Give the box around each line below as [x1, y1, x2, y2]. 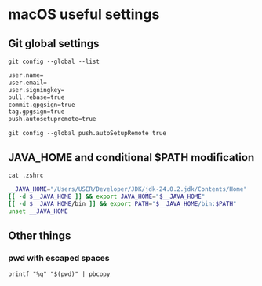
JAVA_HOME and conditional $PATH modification [8, 151, 255, 164]
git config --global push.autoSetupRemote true [8, 130, 167, 137]
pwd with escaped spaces [8, 252, 110, 263]
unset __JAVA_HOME [8, 207, 68, 215]
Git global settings [8, 37, 100, 50]
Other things [8, 229, 71, 242]
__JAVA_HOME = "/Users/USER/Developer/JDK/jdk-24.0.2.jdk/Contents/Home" [8, 185, 247, 193]
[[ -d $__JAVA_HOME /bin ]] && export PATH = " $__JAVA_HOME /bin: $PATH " [8, 200, 237, 207]
